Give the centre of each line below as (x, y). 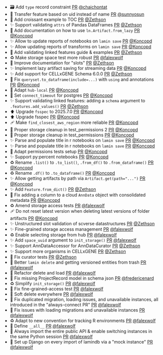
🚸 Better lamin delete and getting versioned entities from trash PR (78, 262)
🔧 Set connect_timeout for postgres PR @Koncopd (61, 95)
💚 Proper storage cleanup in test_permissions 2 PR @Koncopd (74, 130)
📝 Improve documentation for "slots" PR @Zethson (62, 63)
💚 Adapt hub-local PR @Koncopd (44, 90)
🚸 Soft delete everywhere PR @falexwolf (51, 294)
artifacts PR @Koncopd (34, 218)
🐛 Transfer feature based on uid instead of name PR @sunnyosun (77, 14)
